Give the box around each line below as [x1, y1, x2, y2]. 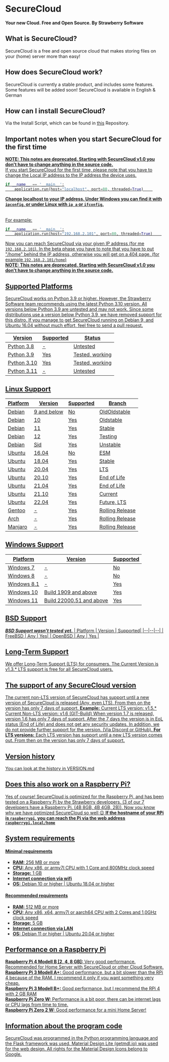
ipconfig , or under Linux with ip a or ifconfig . [5, 201, 104, 207]
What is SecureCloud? [5, 34, 77, 43]
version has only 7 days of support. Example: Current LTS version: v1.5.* [5, 705, 157, 711]
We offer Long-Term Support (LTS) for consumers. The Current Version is [5, 661, 158, 667]
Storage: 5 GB [12, 920, 43, 926]
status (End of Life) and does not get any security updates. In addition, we [5, 721, 160, 727]
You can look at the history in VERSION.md [5, 765, 95, 771]
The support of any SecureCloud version [5, 681, 137, 689]
